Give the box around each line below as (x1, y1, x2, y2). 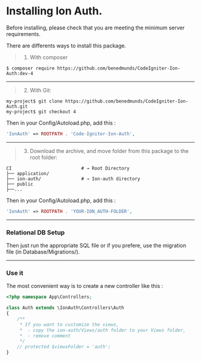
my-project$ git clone (6, 98, 63, 104)
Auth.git (6, 103, 28, 109)
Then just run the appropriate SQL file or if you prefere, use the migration (6, 242, 187, 249)
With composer (29, 53, 68, 61)
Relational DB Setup (6, 228, 65, 236)
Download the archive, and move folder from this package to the (29, 147, 189, 154)
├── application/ (6, 170, 50, 176)
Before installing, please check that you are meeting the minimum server (6, 24, 185, 31)
